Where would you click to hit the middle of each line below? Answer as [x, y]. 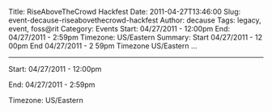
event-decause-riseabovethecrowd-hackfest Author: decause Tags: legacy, [135, 20]
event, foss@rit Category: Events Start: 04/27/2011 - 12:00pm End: [119, 29]
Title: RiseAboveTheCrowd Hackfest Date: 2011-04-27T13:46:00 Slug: [125, 12]
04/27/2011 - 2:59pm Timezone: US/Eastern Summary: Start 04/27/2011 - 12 [136, 37]
